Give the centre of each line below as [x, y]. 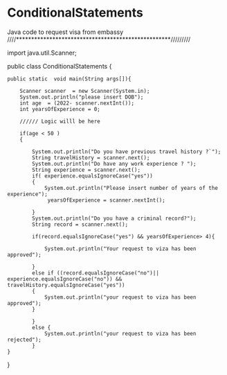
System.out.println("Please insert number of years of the [131, 188]
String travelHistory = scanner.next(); [91, 157]
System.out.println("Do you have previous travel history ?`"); [127, 151]
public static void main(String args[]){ [69, 79]
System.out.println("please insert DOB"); [82, 97]
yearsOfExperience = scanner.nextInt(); [107, 200]
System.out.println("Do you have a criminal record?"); [114, 218]
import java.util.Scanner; [42, 53]
